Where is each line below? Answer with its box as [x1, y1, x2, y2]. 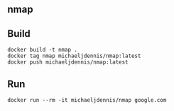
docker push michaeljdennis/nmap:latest [7, 59, 129, 66]
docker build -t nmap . [7, 47, 78, 54]
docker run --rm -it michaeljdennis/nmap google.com [7, 97, 167, 104]
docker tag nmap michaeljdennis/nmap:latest [7, 52, 141, 60]
